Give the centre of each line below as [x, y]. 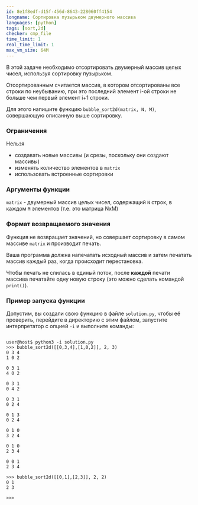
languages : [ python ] [32, 23]
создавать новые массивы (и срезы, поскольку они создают [92, 155]
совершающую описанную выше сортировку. [64, 115]
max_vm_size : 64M [27, 50]
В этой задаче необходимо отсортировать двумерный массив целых [94, 67]
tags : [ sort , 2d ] [26, 28]
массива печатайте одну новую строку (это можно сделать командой [95, 279]
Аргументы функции [38, 189]
